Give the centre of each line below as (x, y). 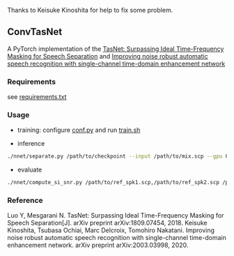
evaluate (30, 170)
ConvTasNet (35, 32)
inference (31, 144)
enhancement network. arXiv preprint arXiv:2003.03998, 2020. (98, 245)
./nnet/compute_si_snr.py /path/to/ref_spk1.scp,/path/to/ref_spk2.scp (113, 183)
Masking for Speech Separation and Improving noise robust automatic (108, 56)
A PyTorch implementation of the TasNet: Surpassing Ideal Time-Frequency (116, 49)
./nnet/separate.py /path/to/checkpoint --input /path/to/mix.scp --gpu (115, 156)
